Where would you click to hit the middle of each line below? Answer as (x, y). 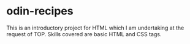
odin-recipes (40, 11)
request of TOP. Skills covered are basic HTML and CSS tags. (84, 34)
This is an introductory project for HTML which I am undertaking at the (95, 28)
